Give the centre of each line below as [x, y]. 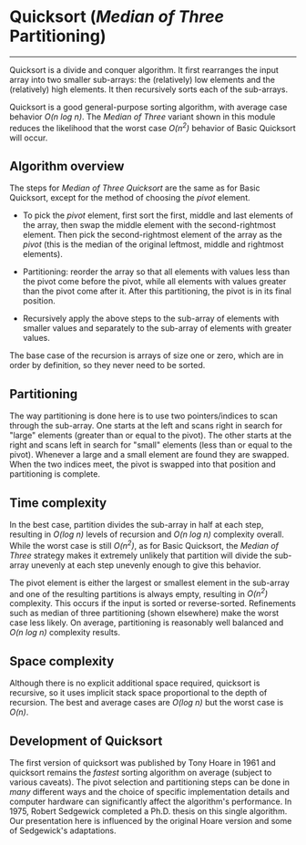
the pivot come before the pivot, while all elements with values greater [154, 282]
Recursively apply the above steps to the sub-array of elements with [151, 319]
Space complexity [62, 661]
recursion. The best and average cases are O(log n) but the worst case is [147, 703]
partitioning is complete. [55, 474]
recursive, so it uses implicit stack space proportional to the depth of [138, 693]
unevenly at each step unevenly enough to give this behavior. [146, 565]
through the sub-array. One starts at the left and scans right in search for [146, 426]
